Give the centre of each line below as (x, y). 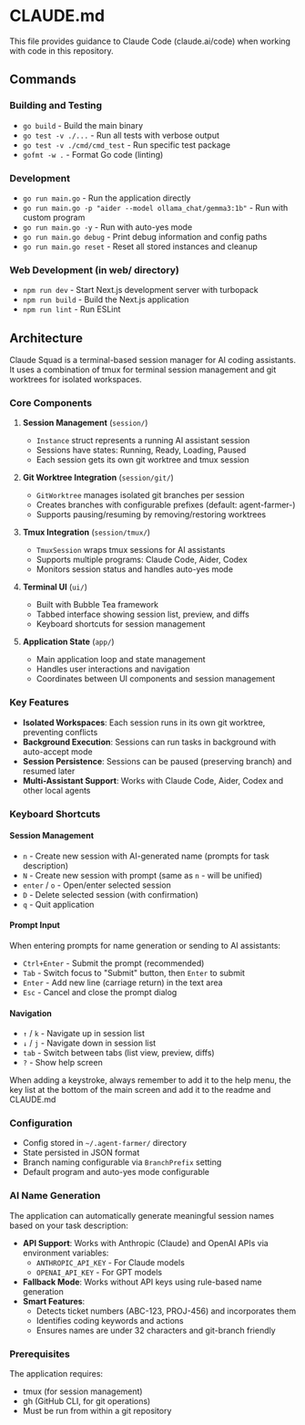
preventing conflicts (60, 732)
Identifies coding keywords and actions (110, 1320)
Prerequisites (40, 1354)
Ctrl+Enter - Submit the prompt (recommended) (113, 962)
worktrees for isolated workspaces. (76, 380)
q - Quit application (58, 904)
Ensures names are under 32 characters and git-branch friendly (156, 1330)
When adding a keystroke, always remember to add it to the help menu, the (150, 1080)
